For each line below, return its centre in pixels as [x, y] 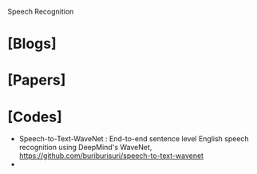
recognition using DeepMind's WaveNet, [85, 148]
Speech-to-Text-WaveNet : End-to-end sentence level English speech [134, 139]
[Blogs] [32, 44]
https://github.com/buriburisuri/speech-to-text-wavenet [111, 156]
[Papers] [37, 80]
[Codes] [35, 117]
